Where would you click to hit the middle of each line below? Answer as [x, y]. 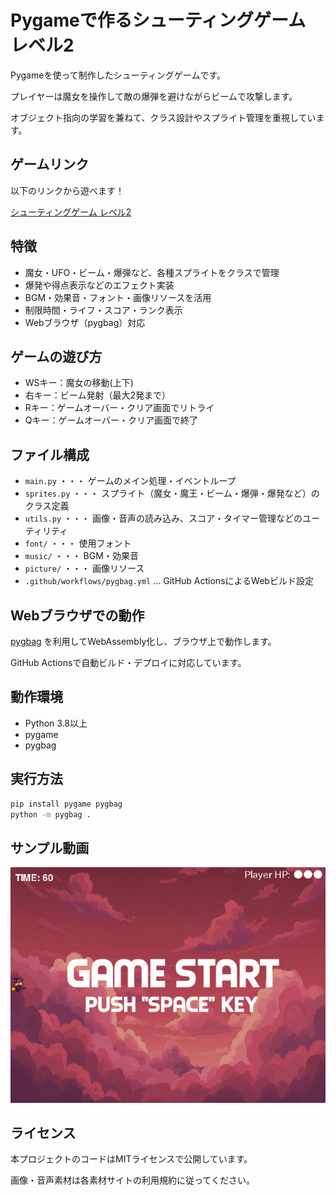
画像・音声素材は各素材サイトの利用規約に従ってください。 [132, 1180]
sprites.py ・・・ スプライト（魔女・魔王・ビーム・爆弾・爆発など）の [172, 493]
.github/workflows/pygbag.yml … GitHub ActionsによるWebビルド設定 [169, 581]
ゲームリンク [50, 164]
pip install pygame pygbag [66, 804]
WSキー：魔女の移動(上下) [79, 383]
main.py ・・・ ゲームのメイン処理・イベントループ [130, 481]
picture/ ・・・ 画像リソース [84, 568]
